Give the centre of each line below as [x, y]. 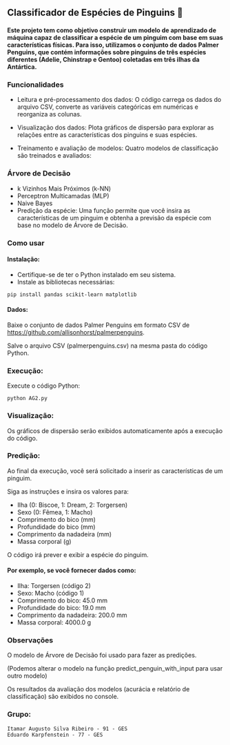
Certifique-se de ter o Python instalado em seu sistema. [96, 274]
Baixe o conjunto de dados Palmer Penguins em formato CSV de [98, 325]
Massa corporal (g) [44, 541]
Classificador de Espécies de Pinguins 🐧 [95, 13]
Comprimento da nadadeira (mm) [64, 534]
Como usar [26, 243]
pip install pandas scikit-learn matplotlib [72, 294]
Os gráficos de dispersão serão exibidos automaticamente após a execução [115, 430]
